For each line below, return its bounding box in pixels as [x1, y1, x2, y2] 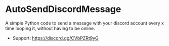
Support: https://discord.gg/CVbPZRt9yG [12, 35, 99, 41]
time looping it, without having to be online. [5, 25, 95, 31]
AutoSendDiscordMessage [5, 3, 121, 15]
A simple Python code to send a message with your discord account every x [5, 20, 164, 26]
